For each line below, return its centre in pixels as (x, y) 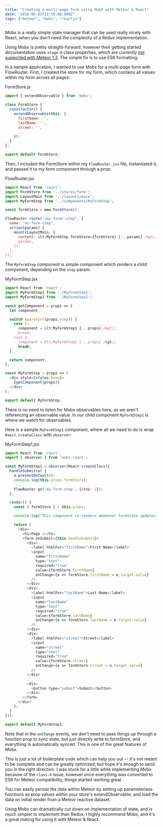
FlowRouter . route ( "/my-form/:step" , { (44, 219)
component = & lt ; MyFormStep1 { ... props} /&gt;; (67, 328)
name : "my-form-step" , (32, 223)
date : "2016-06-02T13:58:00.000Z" (40, 14)
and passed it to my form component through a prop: (58, 169)
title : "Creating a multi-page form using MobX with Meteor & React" (77, 10)
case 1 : (21, 324)
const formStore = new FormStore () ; (42, 210)
